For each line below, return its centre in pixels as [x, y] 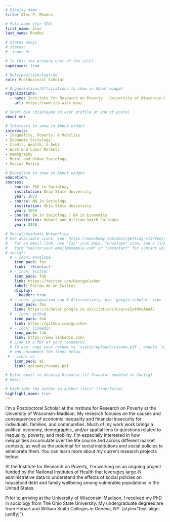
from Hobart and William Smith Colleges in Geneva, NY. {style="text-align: [83, 508]
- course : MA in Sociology [38, 201]
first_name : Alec [24, 28]
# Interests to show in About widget [45, 126]
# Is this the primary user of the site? [50, 61]
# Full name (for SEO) [29, 24]
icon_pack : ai [29, 361]
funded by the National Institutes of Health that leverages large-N [73, 472]
